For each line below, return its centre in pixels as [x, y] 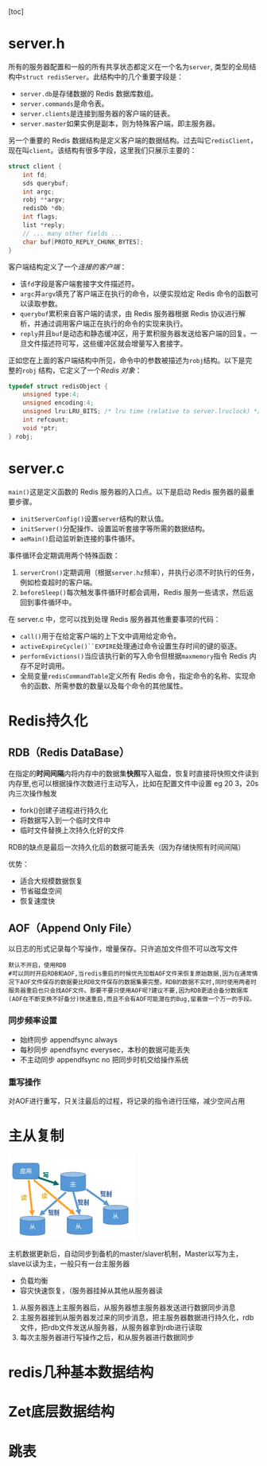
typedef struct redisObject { [58, 386]
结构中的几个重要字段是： [142, 76]
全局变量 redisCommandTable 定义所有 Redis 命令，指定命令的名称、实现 [134, 675]
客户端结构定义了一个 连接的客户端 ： [68, 267]
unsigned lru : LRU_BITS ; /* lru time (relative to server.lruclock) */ [142, 412]
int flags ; [41, 217]
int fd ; [35, 174]
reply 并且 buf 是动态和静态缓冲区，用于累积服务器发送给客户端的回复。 [135, 333]
